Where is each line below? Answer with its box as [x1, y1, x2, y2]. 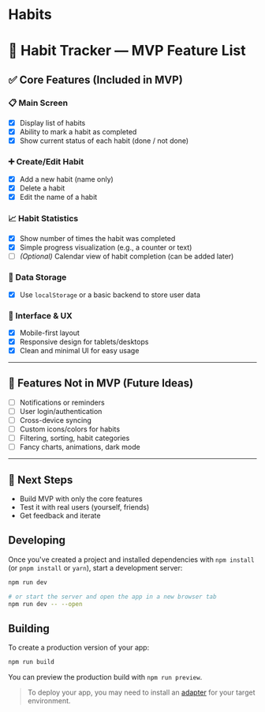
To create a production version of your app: [8, 642, 150, 653]
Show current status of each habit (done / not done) [19, 136, 189, 145]
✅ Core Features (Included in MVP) [8, 73, 183, 86]
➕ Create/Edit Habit [8, 156, 84, 168]
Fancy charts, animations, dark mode [19, 443, 140, 452]
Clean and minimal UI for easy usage [19, 346, 140, 355]
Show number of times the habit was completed [19, 234, 176, 243]
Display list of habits [19, 119, 86, 128]
